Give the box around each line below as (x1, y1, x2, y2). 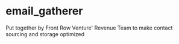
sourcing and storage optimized (5, 30, 85, 37)
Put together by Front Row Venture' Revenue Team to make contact (5, 24, 173, 31)
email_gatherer (5, 4, 83, 18)
